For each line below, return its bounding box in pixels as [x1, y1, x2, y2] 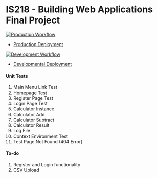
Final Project [6, 14, 60, 26]
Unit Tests [6, 73, 28, 79]
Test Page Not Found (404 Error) [13, 139, 83, 145]
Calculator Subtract [13, 117, 54, 123]
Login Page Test [13, 101, 48, 107]
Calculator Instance [13, 106, 55, 112]
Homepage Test [13, 90, 48, 96]
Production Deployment [13, 41, 63, 47]
